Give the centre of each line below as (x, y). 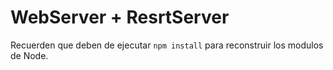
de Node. (29, 55)
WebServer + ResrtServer (120, 17)
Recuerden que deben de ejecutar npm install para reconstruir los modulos (167, 45)
